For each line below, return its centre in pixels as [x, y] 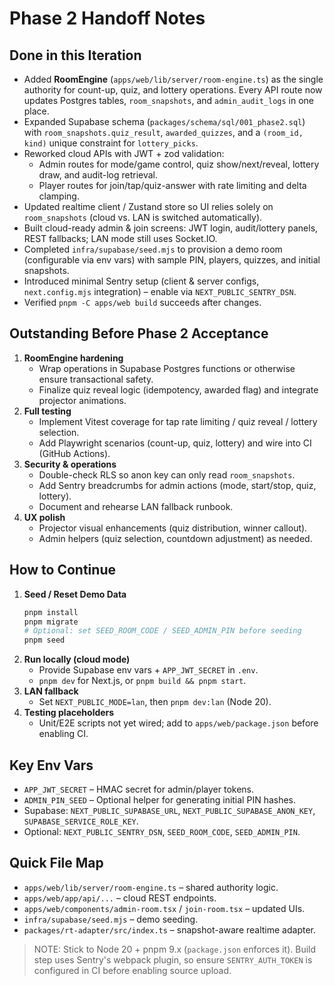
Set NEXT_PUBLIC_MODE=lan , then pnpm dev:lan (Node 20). [155, 702]
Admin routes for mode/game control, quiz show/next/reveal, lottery [179, 164]
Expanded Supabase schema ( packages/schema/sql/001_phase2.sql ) [164, 121]
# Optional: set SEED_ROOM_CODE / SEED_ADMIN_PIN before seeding [162, 631]
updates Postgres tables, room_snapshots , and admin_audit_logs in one [168, 100]
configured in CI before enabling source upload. [132, 970]
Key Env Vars [51, 765]
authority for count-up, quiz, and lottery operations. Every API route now [173, 90]
